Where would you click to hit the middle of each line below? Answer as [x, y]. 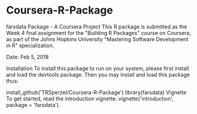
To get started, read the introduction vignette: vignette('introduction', [90, 99]
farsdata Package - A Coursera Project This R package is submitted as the [97, 27]
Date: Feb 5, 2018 [28, 57]
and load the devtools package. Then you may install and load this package [98, 74]
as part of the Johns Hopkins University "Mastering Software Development [97, 39]
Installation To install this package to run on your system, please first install [98, 68]
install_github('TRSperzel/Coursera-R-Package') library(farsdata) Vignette [96, 92]
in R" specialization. [30, 45]
